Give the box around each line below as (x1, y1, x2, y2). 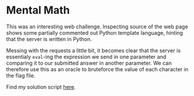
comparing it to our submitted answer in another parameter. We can (6, 59, 172, 67)
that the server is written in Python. (6, 35, 92, 42)
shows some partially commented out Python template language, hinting (6, 29, 183, 36)
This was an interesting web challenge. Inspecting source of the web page (6, 23, 189, 30)
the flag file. (6, 72, 36, 79)
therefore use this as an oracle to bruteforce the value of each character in (6, 65, 189, 72)
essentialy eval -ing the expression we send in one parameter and (6, 53, 167, 60)
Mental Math (6, 4, 70, 17)
